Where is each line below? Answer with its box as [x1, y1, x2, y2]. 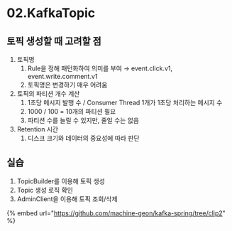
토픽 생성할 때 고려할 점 [6, 35, 102, 47]
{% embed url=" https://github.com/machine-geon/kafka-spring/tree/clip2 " [6, 208, 226, 217]
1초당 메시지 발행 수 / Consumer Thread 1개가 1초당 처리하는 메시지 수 [27, 98, 223, 107]
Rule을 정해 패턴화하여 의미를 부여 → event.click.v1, [27, 64, 173, 72]
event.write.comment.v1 [27, 72, 98, 80]
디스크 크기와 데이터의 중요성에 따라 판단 [27, 134, 140, 142]
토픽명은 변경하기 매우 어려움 [27, 80, 108, 89]
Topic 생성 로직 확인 [16, 186, 74, 194]
